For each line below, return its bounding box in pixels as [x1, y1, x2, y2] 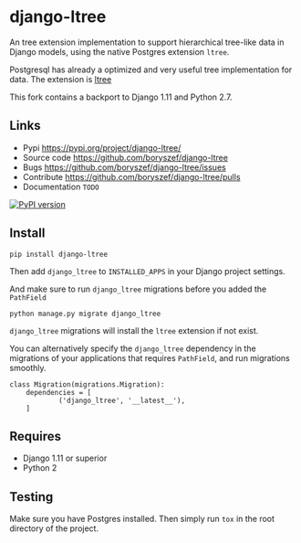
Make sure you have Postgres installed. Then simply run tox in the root [9, 514, 275, 525]
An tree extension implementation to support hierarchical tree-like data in [9, 37, 285, 48]
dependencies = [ [26, 388, 92, 397]
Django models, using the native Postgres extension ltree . [9, 46, 230, 57]
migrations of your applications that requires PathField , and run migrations [9, 352, 290, 363]
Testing [9, 489, 54, 505]
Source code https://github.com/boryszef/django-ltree [22, 152, 228, 163]
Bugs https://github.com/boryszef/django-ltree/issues [22, 162, 226, 173]
